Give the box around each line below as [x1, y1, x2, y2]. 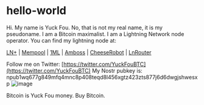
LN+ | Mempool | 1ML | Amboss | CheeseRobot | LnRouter [6, 48, 152, 56]
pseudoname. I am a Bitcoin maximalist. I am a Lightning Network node [6, 30, 185, 37]
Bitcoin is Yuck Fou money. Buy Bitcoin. [6, 92, 105, 99]
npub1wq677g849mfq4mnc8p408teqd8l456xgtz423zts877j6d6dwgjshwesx [6, 73, 198, 81]
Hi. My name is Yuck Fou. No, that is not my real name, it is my [6, 24, 163, 31]
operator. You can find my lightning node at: [6, 37, 117, 44]
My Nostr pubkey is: [92, 67, 143, 74]
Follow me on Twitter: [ [6, 60, 64, 68]
